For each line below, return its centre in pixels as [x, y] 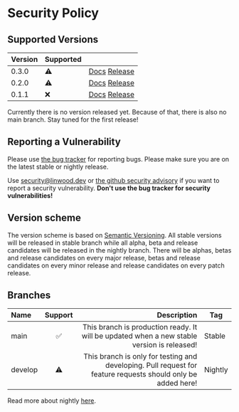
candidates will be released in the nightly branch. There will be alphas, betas [119, 250]
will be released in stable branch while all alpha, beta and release [103, 243]
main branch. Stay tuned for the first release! [73, 120]
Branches [29, 296]
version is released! [165, 345]
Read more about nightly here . [52, 401]
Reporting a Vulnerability [64, 142]
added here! [177, 384]
